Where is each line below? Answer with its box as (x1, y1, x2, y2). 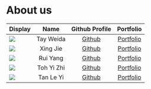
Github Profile (71, 25, 111, 33)
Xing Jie (39, 44, 63, 52)
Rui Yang (38, 54, 63, 62)
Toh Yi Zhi (37, 63, 65, 71)
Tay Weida (36, 35, 66, 43)
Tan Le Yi (38, 73, 64, 81)
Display (9, 25, 31, 33)
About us (6, 4, 52, 17)
